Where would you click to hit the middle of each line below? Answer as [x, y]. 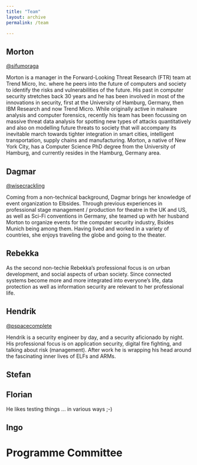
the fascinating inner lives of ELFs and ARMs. [61, 356]
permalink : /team [27, 22]
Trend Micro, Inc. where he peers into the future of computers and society [96, 84]
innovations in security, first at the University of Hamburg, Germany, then [95, 103]
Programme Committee [64, 453]
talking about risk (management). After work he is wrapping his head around [99, 350]
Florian [19, 395]
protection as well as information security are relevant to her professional [95, 286]
